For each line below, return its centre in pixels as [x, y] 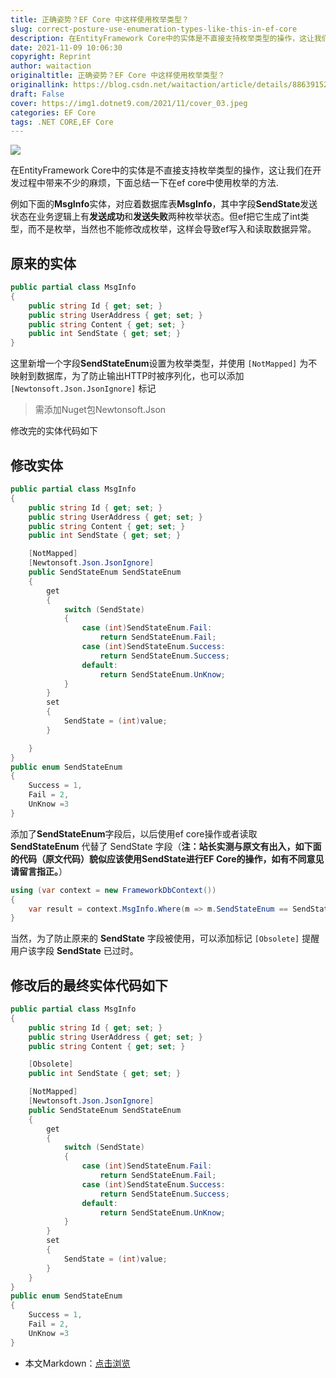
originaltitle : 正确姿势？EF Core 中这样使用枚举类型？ [118, 76]
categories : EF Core [53, 112]
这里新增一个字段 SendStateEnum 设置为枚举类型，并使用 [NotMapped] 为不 [164, 363]
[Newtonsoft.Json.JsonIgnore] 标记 [83, 388]
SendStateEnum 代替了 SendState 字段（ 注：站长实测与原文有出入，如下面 [166, 846]
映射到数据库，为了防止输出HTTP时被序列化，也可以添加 [127, 376]
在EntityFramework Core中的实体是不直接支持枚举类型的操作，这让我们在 [161, 170]
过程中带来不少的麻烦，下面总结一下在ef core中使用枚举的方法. [148, 183]
